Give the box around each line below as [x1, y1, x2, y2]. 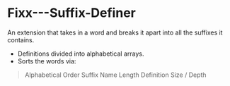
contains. [7, 35, 35, 44]
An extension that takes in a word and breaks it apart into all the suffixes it [7, 28, 223, 37]
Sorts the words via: [17, 56, 76, 65]
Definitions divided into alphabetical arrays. [17, 49, 144, 58]
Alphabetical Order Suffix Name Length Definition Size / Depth [24, 70, 207, 79]
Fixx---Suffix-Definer [7, 5, 136, 21]
